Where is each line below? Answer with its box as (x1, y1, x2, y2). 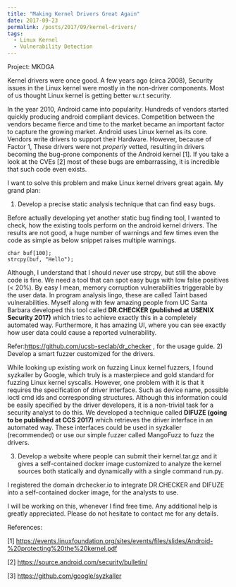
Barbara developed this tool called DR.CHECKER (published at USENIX (7, 306, 215, 314)
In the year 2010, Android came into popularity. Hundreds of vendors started (7, 105, 229, 113)
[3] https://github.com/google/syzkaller (7, 571, 122, 580)
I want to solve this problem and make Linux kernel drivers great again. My (7, 179, 224, 187)
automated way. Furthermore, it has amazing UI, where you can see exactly (7, 321, 227, 329)
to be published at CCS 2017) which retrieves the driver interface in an (7, 416, 213, 424)
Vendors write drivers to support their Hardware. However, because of (7, 135, 212, 143)
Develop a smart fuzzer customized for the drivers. (7, 350, 155, 357)
